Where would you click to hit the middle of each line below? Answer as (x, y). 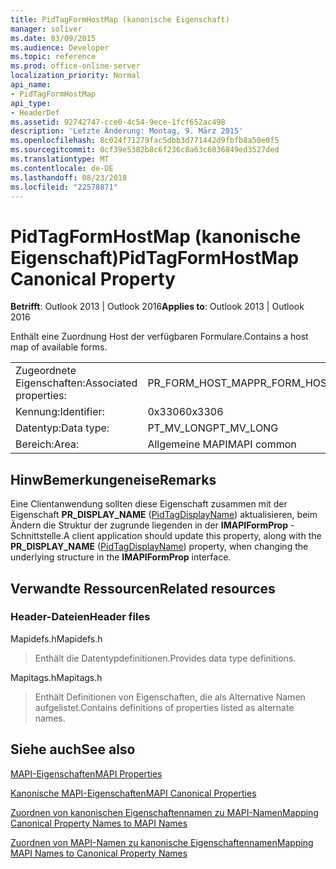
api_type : (31, 103)
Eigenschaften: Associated (76, 383)
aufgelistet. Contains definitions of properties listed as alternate (164, 707)
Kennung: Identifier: (60, 412)
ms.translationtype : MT (60, 159)
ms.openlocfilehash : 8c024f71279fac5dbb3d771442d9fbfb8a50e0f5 (145, 141)
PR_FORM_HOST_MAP (201, 383)
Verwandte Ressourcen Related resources (143, 588)
